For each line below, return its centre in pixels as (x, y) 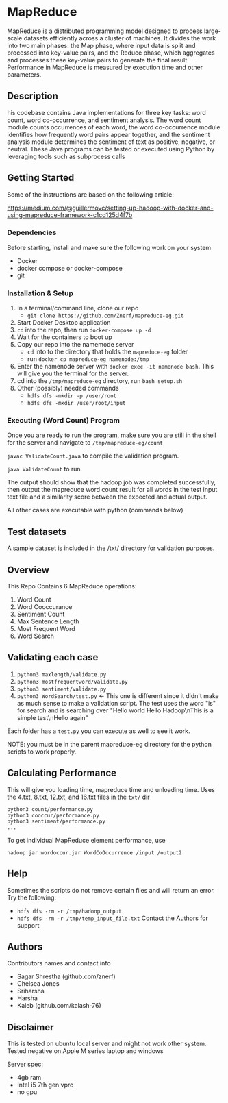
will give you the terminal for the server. (73, 373)
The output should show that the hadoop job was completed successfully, (111, 482)
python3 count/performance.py (50, 809)
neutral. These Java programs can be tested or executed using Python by (111, 149)
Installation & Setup (40, 293)
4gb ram (29, 1078)
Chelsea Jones (38, 984)
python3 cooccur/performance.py (53, 815)
